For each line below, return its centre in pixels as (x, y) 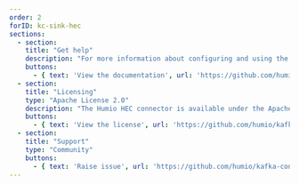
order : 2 (25, 17)
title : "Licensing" (61, 92)
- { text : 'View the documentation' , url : (113, 76)
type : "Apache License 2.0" (77, 100)
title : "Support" (57, 141)
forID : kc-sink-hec (45, 26)
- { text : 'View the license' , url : (101, 125)
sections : (28, 34)
